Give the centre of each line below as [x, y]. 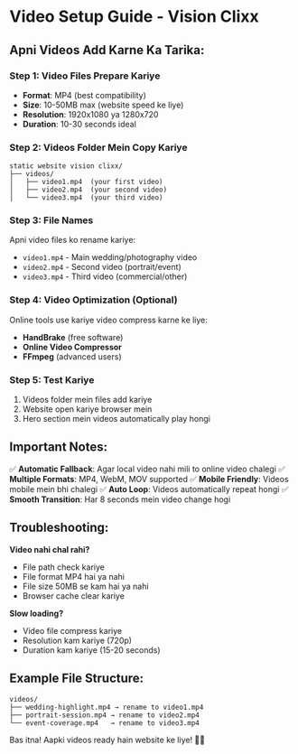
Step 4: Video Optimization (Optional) [93, 300]
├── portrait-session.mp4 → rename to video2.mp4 [105, 715]
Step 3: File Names [51, 220]
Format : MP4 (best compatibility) [84, 95]
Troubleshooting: [59, 528]
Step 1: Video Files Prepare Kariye [85, 76]
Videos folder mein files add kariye [87, 400]
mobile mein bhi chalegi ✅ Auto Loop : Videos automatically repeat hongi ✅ [149, 489]
